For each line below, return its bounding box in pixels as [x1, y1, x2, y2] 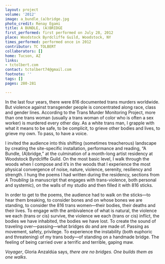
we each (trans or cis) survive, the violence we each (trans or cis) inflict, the [5, 212, 160, 218]
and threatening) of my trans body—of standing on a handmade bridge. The [5, 234, 159, 240]
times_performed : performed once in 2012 [5, 40, 92, 45]
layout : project [5, 7, 38, 12]
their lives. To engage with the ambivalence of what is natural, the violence [5, 208, 157, 213]
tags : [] [5, 76, 23, 81]
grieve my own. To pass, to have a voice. [5, 130, 88, 136]
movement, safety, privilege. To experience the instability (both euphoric [5, 228, 153, 234]
